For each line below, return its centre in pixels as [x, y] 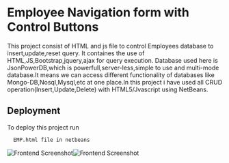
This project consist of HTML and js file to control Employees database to [110, 46]
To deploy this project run [43, 127]
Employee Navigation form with [98, 13]
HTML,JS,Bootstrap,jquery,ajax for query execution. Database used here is [113, 60]
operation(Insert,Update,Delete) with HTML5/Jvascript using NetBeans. [108, 89]
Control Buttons [53, 27]
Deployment [34, 111]
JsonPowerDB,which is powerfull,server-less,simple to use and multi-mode [113, 68]
